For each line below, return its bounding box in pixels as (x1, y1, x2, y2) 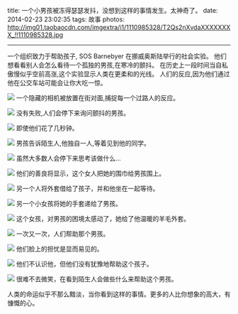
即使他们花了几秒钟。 (16, 124, 79, 132)
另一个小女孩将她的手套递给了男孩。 (16, 200, 122, 207)
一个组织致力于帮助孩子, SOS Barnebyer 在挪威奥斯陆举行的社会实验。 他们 (7, 52, 227, 60)
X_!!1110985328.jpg (7, 31, 64, 39)
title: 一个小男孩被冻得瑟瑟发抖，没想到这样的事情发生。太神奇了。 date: (7, 6, 218, 14)
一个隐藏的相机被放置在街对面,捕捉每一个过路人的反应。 (16, 94, 179, 102)
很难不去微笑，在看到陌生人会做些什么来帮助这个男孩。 (16, 275, 178, 283)
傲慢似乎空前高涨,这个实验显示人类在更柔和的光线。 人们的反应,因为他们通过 (7, 70, 230, 78)
